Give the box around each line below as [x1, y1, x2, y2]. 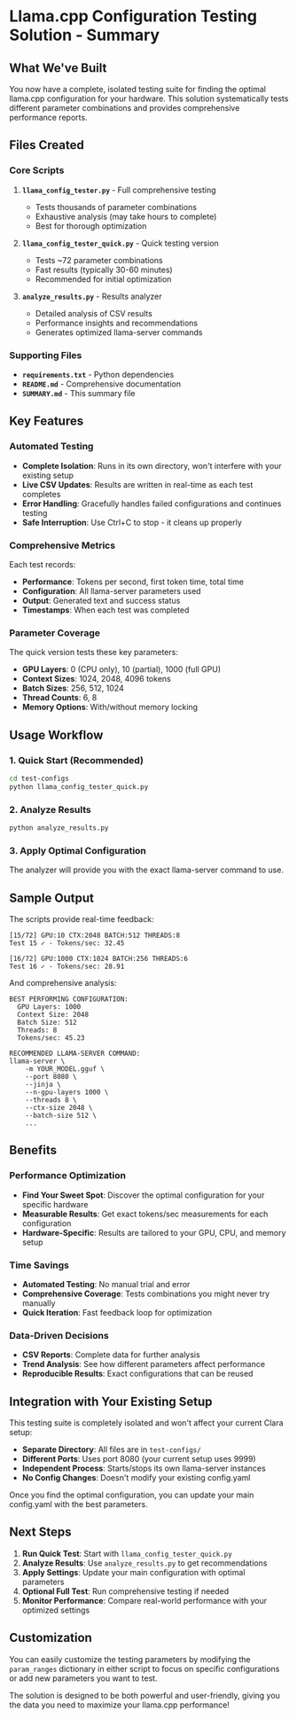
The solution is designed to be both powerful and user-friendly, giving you [9, 1690, 281, 1700]
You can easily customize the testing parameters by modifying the [9, 1653, 251, 1664]
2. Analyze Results [9, 803, 91, 816]
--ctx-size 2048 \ [25, 1103, 93, 1112]
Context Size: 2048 [17, 1010, 90, 1019]
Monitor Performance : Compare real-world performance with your [21, 1595, 268, 1606]
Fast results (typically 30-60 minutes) [35, 264, 173, 275]
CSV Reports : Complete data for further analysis [21, 1349, 201, 1360]
